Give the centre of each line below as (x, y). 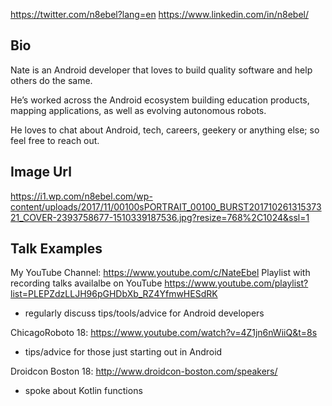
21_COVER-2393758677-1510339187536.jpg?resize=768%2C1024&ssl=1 (160, 217)
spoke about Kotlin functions (83, 391)
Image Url (41, 172)
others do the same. (51, 80)
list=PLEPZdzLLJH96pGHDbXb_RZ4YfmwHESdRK (114, 294)
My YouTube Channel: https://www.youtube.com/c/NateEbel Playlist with (160, 273)
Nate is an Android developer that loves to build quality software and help (161, 70)
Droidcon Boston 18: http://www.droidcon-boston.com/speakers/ (144, 371)
